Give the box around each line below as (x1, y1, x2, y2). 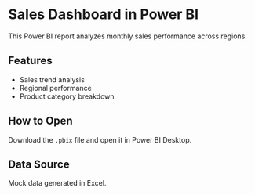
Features (8, 54, 53, 67)
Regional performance (19, 83, 93, 92)
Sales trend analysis (19, 74, 85, 84)
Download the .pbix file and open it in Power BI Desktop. (8, 135, 192, 144)
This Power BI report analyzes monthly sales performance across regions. (8, 31, 247, 41)
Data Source (8, 157, 70, 171)
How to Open (8, 114, 73, 128)
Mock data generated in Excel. (8, 179, 107, 188)
